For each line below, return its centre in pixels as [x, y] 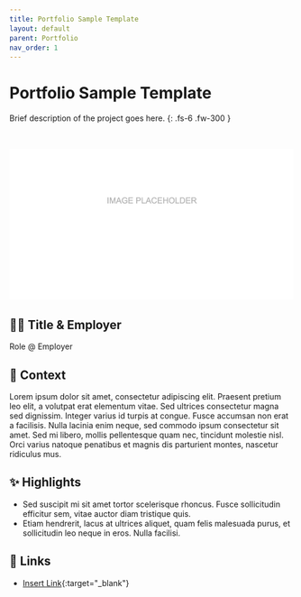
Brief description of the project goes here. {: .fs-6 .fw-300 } [120, 118]
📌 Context [37, 375]
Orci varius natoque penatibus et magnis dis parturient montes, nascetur [144, 445]
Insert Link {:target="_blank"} [76, 583]
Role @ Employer [41, 346]
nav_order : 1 [34, 48]
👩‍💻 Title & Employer [65, 325]
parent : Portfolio [44, 38]
